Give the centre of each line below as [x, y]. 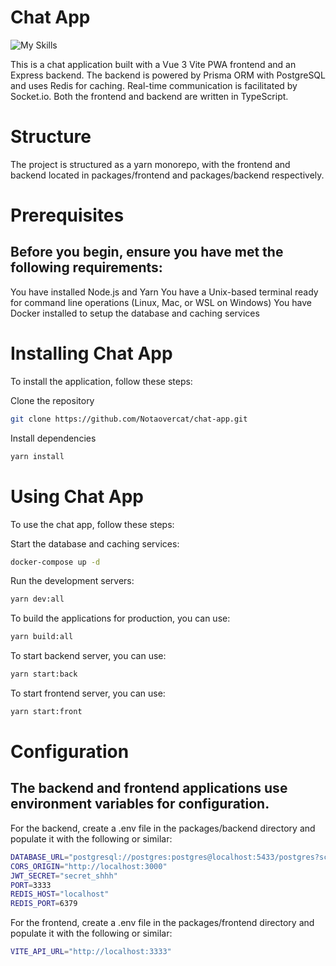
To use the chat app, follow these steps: [92, 524]
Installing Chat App [91, 353]
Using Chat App [77, 496]
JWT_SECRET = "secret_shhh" [64, 876]
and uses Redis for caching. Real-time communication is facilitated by [154, 85]
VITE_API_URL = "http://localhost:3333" [91, 952]
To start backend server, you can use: [88, 656]
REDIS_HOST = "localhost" [60, 894]
